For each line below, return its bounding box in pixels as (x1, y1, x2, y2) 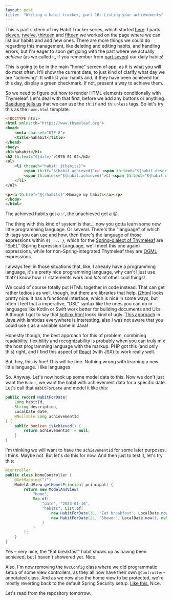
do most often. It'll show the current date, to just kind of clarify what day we (5, 69, 165, 75)
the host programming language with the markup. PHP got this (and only (5, 343, 158, 349)
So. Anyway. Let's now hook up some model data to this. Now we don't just (5, 374, 164, 380)
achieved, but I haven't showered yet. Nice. (5, 554, 97, 560)
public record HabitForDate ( (5, 395, 68, 400)
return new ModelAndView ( (24, 487, 79, 492)
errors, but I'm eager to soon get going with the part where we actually (5, 48, 155, 54)
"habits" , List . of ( (41, 506, 83, 511)
